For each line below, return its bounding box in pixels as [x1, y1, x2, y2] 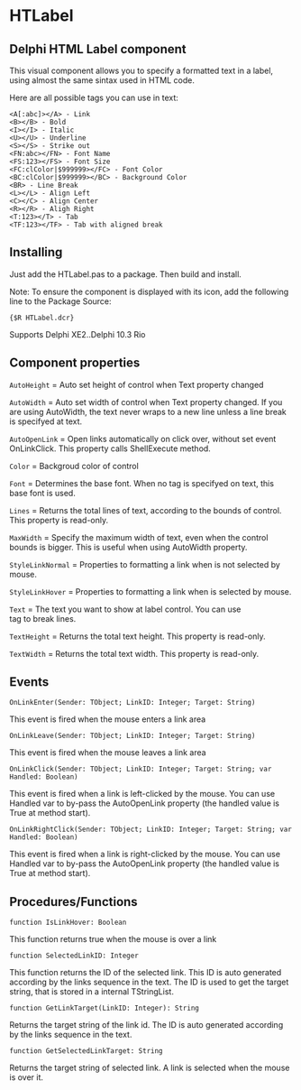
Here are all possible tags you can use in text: [9, 92, 178, 103]
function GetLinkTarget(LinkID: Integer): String [9, 1003, 200, 1013]
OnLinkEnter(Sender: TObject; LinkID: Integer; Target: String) [9, 698, 256, 707]
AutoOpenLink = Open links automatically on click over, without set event [9, 433, 277, 444]
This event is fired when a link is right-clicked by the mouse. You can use [9, 849, 281, 860]
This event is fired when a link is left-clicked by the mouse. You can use [9, 789, 276, 799]
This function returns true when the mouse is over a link [9, 934, 217, 945]
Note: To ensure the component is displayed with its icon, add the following [9, 286, 289, 297]
